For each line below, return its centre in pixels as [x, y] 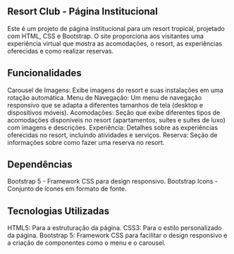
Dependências [40, 165]
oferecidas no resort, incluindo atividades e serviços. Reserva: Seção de [112, 135]
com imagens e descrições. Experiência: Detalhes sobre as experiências [113, 127]
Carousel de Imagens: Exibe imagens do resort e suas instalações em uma [115, 90]
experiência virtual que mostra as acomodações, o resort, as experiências [115, 43]
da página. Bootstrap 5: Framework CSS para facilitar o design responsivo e [117, 236]
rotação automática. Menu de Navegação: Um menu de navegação [105, 97]
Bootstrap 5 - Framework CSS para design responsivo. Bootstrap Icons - [113, 182]
